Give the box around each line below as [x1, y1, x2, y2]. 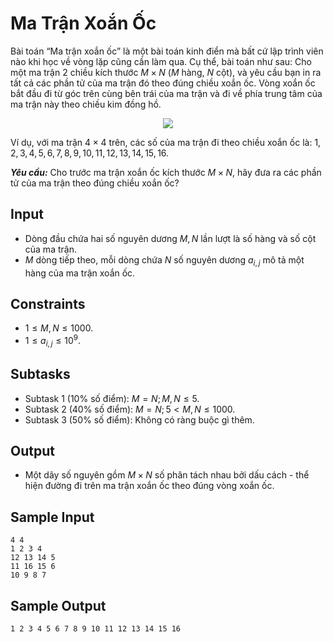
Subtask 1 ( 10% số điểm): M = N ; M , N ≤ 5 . [24, 392, 200, 404]
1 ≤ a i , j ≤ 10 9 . [24, 333, 82, 349]
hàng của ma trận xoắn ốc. [24, 267, 136, 279]
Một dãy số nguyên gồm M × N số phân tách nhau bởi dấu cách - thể [24, 469, 310, 481]
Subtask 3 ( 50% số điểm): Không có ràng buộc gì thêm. [24, 413, 255, 426]
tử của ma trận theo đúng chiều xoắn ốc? [10, 177, 180, 189]
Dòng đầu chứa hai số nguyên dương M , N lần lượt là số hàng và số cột [24, 232, 317, 244]
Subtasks [10, 366, 71, 383]
